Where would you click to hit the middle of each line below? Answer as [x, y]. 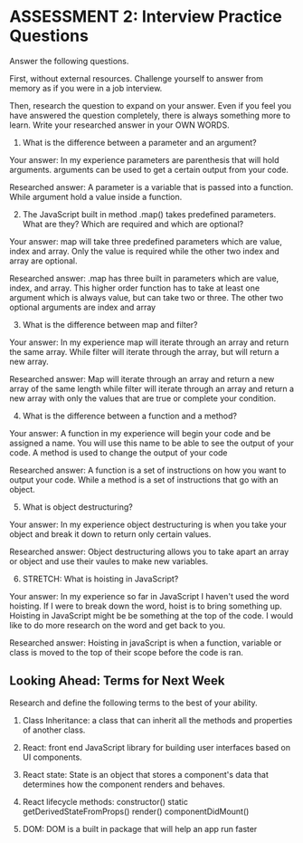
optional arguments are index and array [83, 307]
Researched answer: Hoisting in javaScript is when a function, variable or [146, 642]
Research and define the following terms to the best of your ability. [133, 703]
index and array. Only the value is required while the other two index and [145, 251]
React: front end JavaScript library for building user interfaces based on [156, 747]
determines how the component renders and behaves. [123, 784]
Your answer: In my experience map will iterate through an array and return [149, 342]
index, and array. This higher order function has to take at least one [135, 288]
